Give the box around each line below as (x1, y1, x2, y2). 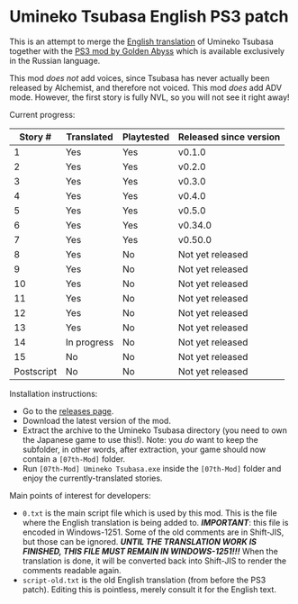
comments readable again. (22, 564, 122, 575)
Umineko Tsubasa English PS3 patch (9, 6, 289, 27)
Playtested (122, 131, 170, 143)
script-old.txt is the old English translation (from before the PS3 (22, 574, 266, 585)
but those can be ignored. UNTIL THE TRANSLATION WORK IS (22, 536, 257, 546)
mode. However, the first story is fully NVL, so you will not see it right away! (9, 92, 290, 103)
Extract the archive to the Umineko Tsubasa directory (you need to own (22, 425, 288, 436)
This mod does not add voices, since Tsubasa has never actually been (9, 72, 270, 83)
